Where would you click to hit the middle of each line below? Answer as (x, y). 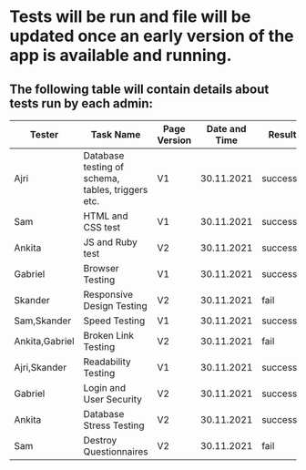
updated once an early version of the (152, 36)
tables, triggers (116, 190)
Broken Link (109, 336)
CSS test (102, 227)
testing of (104, 167)
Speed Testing (114, 321)
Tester (45, 134)
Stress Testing (114, 425)
